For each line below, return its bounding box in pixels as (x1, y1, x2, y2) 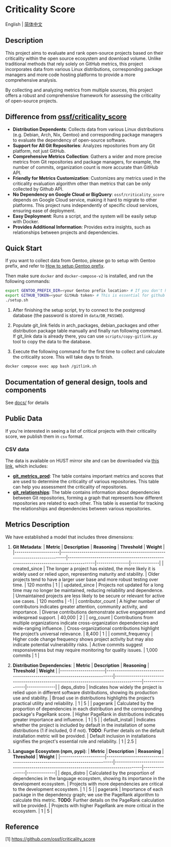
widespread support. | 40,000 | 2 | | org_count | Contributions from (12, 614, 154, 620)
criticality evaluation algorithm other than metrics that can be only (12, 180, 151, 186)
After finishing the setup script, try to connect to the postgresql (12, 307, 146, 313)
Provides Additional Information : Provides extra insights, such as (12, 224, 151, 230)
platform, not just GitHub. (12, 148, 66, 154)
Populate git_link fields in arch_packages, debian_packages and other (12, 322, 159, 328)
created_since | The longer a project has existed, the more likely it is (12, 566, 156, 572)
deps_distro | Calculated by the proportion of (61, 770, 155, 776)
